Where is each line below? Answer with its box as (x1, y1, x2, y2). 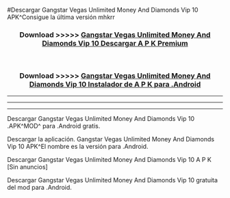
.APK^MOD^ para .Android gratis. (7, 122, 101, 130)
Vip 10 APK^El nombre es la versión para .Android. (7, 142, 149, 150)
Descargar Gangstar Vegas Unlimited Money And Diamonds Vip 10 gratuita (7, 175, 218, 184)
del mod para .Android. (7, 183, 72, 191)
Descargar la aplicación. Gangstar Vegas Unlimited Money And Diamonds (7, 135, 214, 143)
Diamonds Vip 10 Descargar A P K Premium (42, 38, 188, 48)
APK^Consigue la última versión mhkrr (7, 13, 115, 21)
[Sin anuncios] (7, 162, 48, 171)
